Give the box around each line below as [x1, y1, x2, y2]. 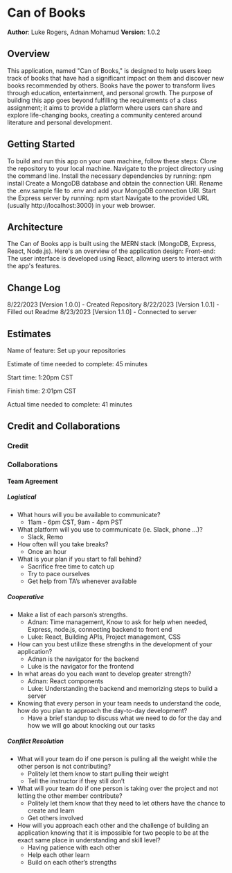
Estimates [7, 328, 52, 340]
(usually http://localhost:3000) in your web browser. [7, 201, 156, 209]
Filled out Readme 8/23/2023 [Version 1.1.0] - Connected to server [7, 308, 197, 316]
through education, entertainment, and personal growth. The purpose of [7, 88, 213, 97]
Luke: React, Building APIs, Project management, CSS [27, 633, 181, 641]
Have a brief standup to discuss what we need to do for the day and [27, 714, 222, 722]
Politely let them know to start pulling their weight [27, 769, 169, 778]
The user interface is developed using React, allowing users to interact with [7, 254, 222, 263]
